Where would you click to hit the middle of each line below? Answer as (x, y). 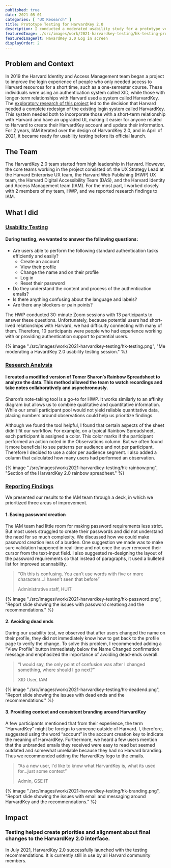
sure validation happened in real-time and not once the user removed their (83, 547)
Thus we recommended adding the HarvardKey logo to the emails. (75, 756)
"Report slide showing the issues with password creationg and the (75, 604)
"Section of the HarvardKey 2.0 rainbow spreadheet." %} (65, 473)
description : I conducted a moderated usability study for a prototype (83, 29)
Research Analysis (29, 365)
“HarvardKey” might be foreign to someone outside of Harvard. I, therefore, (84, 729)
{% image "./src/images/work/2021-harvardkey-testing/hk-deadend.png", (83, 690)
